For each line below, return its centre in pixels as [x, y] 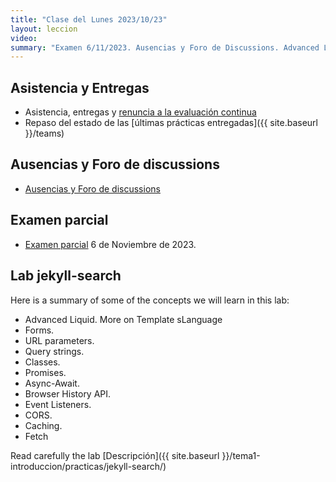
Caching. [43, 425]
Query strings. [54, 351]
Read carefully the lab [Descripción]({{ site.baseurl [115, 455]
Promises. [45, 372]
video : [24, 38]
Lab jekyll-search [66, 276]
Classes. [42, 362]
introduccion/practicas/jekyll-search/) [88, 466]
